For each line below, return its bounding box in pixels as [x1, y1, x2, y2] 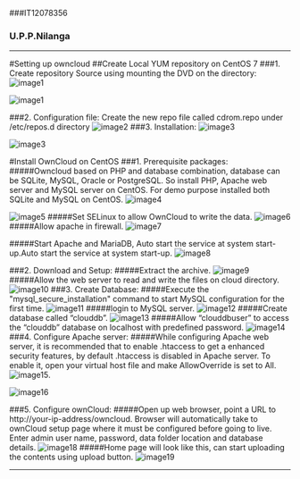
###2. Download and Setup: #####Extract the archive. [9, 265, 212, 276]
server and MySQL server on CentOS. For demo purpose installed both [9, 185, 271, 196]
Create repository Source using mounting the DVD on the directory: [9, 68, 257, 79]
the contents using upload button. [9, 451, 134, 463]
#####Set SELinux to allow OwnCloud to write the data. [47, 212, 253, 223]
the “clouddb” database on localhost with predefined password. [9, 322, 244, 333]
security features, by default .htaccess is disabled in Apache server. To [9, 350, 271, 361]
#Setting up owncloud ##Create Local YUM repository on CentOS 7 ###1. [9, 58, 281, 70]
